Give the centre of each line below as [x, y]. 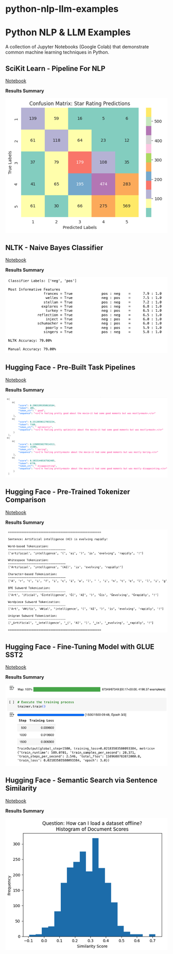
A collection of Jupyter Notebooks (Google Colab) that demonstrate [77, 47]
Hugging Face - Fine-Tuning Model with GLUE [80, 647]
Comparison [26, 500]
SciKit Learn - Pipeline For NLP [55, 68]
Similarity [21, 789]
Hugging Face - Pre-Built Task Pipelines [70, 368]
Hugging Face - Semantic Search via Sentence [82, 780]
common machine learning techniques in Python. [57, 52]
